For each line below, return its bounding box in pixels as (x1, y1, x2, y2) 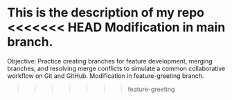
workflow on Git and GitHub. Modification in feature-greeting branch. (7, 71, 204, 80)
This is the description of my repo (7, 5, 205, 21)
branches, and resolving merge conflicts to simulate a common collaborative (7, 64, 226, 72)
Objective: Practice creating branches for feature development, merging (7, 57, 213, 65)
